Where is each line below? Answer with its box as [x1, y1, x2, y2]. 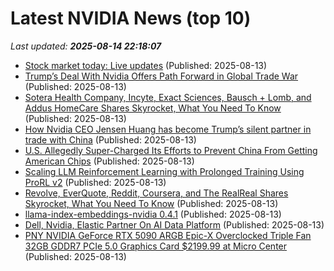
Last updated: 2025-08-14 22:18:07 [10, 40, 162, 52]
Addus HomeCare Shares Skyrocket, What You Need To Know [24, 102, 282, 114]
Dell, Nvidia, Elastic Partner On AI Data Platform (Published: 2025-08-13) [24, 218, 325, 231]
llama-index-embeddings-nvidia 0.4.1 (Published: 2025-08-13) [24, 208, 282, 220]
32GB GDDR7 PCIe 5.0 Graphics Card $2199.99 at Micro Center [24, 240, 288, 252]
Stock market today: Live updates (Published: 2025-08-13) [24, 59, 268, 71]
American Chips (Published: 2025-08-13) [24, 155, 195, 167]
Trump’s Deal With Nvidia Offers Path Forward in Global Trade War [24, 70, 299, 82]
